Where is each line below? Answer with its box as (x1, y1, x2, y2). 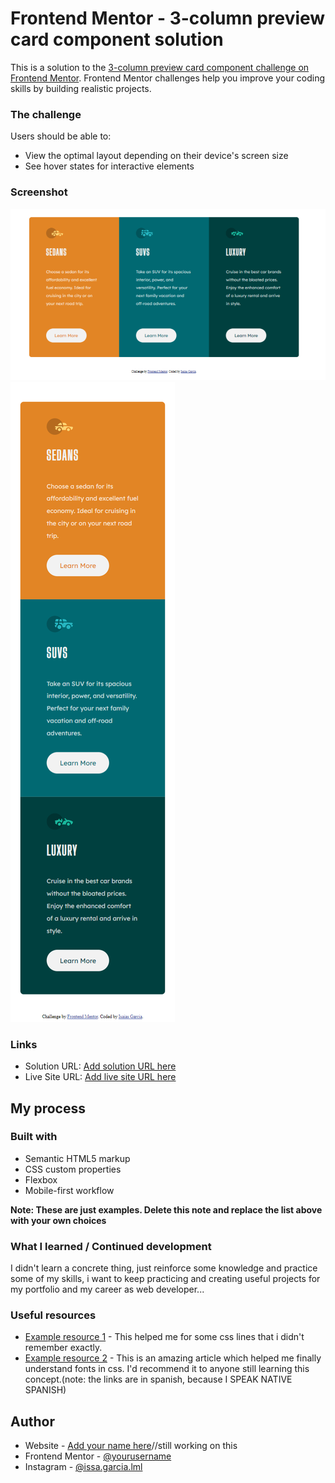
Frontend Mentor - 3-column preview (10, 7, 326, 30)
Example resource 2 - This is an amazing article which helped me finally (24, 1352, 322, 1364)
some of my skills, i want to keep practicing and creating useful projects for (10, 1273, 321, 1285)
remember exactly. (24, 1342, 103, 1354)
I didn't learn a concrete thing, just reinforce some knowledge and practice (10, 1262, 318, 1274)
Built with (10, 1130, 58, 1144)
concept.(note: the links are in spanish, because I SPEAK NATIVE (24, 1373, 293, 1386)
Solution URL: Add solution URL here (24, 1060, 177, 1072)
